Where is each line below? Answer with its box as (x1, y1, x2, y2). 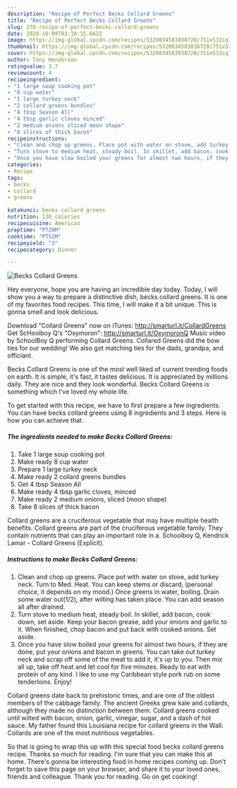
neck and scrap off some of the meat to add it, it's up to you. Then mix (17, 655, 223, 664)
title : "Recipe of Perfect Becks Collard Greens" (7, 17, 157, 24)
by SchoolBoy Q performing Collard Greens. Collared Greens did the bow (7, 337, 220, 345)
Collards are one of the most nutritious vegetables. (7, 729, 155, 737)
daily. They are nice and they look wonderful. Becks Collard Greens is (7, 380, 209, 389)
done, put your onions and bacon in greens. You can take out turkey (17, 648, 215, 656)
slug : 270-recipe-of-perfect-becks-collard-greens (7, 23, 159, 30)
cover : (7, 50, 27, 57)
